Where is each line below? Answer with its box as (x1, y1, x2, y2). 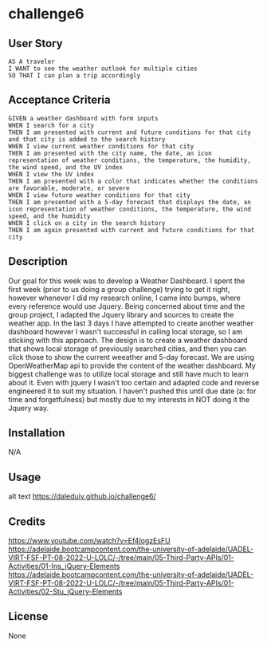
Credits (8, 515, 46, 528)
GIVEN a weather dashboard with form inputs (8, 114, 159, 122)
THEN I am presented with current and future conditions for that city (8, 128, 251, 136)
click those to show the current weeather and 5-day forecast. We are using (8, 352, 255, 361)
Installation (8, 426, 65, 440)
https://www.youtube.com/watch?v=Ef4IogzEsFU (8, 536, 171, 546)
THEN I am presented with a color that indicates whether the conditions (8, 177, 259, 185)
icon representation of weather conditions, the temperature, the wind (8, 205, 251, 213)
